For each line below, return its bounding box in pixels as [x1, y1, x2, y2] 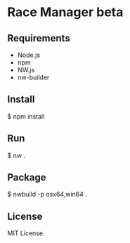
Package [7, 171, 47, 183]
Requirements [7, 32, 70, 44]
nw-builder [17, 73, 50, 81]
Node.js [17, 51, 41, 59]
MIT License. [7, 229, 45, 237]
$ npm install [7, 112, 45, 120]
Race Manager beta [7, 4, 124, 20]
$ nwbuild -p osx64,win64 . [7, 190, 88, 199]
